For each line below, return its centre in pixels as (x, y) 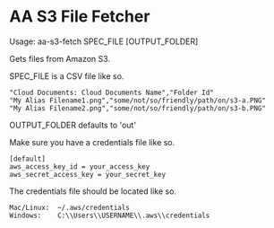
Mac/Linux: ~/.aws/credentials (69, 207)
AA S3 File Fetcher (80, 17)
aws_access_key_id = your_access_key (80, 167)
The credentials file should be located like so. (93, 191)
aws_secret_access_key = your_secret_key (88, 174)
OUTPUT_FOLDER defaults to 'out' (73, 125)
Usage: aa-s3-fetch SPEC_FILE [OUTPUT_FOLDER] (104, 41)
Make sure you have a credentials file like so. (92, 142)
